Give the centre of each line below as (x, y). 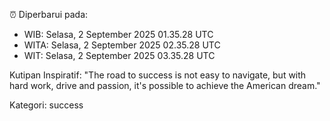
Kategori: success (46, 105)
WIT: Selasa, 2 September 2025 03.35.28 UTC (119, 55)
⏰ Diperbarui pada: (49, 14)
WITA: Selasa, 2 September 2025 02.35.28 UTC (122, 45)
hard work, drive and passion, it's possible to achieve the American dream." (165, 85)
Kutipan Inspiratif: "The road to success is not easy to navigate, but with (158, 75)
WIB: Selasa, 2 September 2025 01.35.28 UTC (118, 34)
